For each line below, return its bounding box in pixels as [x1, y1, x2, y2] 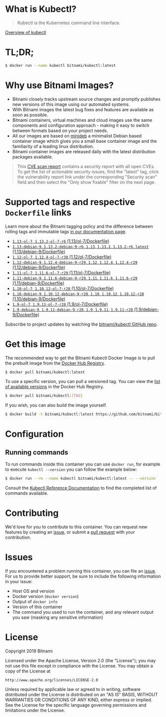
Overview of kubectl [5, 29, 46, 35]
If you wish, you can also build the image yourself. [5, 402, 107, 408]
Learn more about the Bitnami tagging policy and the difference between [5, 223, 153, 229]
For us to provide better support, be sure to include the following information [5, 573, 161, 579]
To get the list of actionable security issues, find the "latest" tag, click [17, 169, 159, 174]
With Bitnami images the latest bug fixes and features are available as [12, 106, 154, 112]
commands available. [5, 490, 48, 496]
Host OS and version [12, 588, 55, 594]
